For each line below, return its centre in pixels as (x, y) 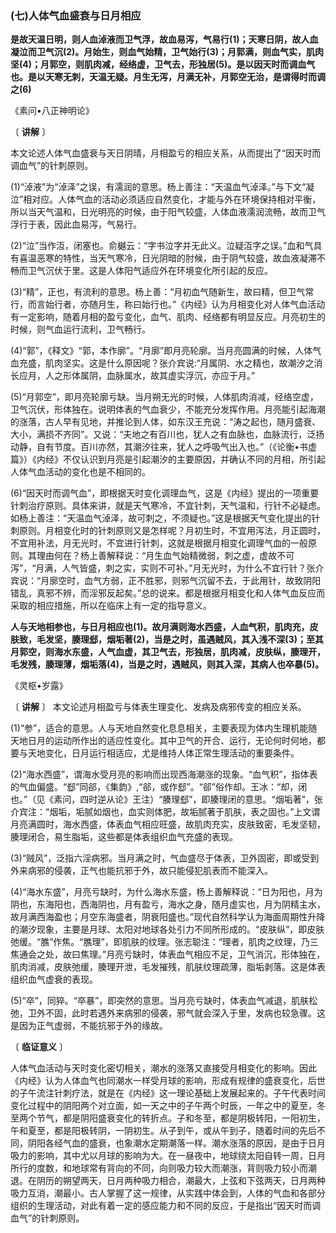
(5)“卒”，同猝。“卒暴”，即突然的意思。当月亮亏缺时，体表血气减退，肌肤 (160, 1001)
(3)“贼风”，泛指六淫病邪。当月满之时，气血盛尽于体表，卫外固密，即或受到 (165, 858)
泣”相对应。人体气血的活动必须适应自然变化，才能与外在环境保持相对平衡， (166, 199)
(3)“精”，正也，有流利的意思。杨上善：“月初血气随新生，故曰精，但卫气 (158, 292)
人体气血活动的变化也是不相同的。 (80, 472)
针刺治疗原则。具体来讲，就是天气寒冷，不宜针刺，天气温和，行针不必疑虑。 (168, 506)
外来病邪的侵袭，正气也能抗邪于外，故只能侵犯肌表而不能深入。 (141, 871)
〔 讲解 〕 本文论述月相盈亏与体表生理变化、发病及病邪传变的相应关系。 (158, 707)
